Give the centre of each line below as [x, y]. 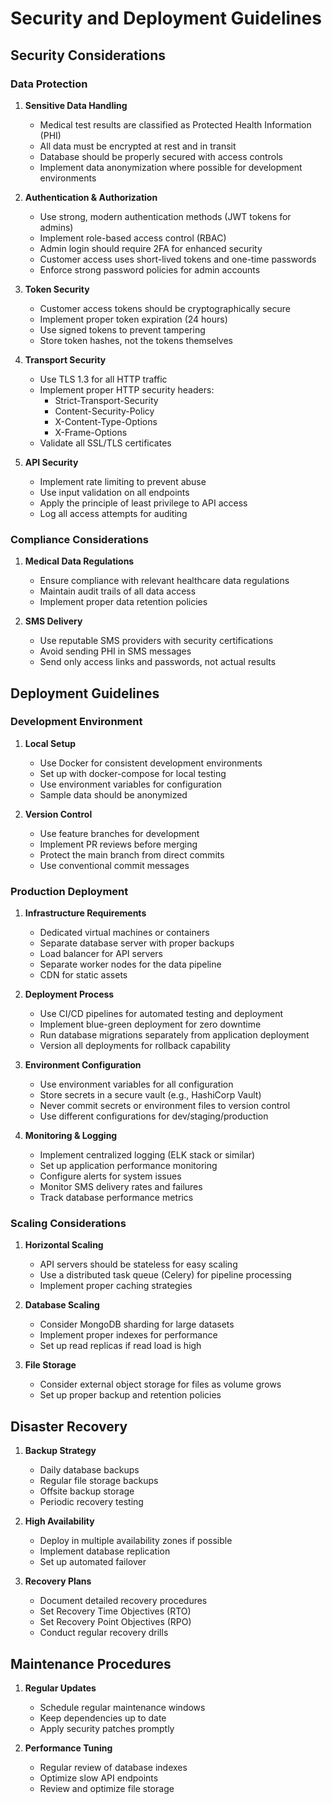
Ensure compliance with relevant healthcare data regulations [164, 581]
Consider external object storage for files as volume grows [160, 1384]
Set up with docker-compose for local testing [133, 773]
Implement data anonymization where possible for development [171, 167]
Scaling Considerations [68, 1224]
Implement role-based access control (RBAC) [133, 238]
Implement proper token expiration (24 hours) [133, 319]
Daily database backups [89, 1470]
